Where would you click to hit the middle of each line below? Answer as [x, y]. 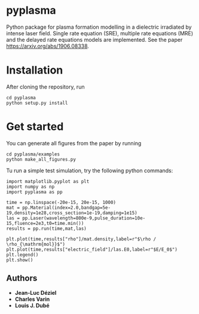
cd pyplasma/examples [33, 154]
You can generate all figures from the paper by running [74, 143]
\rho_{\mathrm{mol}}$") [36, 244]
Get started [35, 127]
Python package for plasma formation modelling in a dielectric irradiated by [99, 27]
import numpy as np [30, 187]
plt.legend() [22, 255]
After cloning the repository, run [45, 87]
